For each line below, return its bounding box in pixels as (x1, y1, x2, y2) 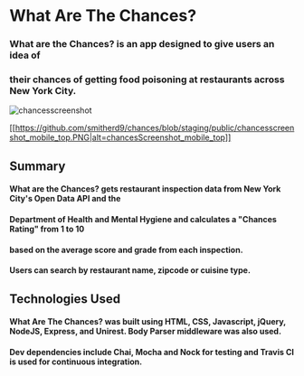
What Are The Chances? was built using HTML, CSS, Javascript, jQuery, (9, 316, 287, 327)
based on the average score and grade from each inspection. (9, 244, 243, 255)
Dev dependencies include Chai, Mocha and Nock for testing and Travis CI (9, 346, 295, 357)
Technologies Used (9, 291, 120, 306)
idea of (9, 49, 41, 61)
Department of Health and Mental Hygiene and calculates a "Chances (9, 213, 278, 224)
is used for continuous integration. (9, 356, 143, 367)
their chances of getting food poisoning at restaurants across (9, 73, 285, 86)
